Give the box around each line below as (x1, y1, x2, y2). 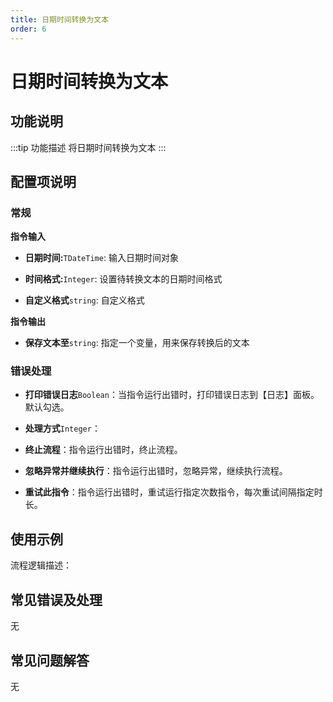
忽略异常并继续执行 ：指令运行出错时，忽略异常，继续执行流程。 (24, 465, 288, 477)
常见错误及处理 (10, 591, 103, 608)
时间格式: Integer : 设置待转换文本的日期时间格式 (24, 273, 223, 285)
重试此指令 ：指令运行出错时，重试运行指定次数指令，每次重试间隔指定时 (24, 486, 323, 498)
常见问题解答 (10, 652, 90, 669)
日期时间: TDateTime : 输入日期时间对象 (24, 252, 179, 264)
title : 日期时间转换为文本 (10, 14, 110, 25)
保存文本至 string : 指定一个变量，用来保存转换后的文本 (24, 337, 250, 349)
